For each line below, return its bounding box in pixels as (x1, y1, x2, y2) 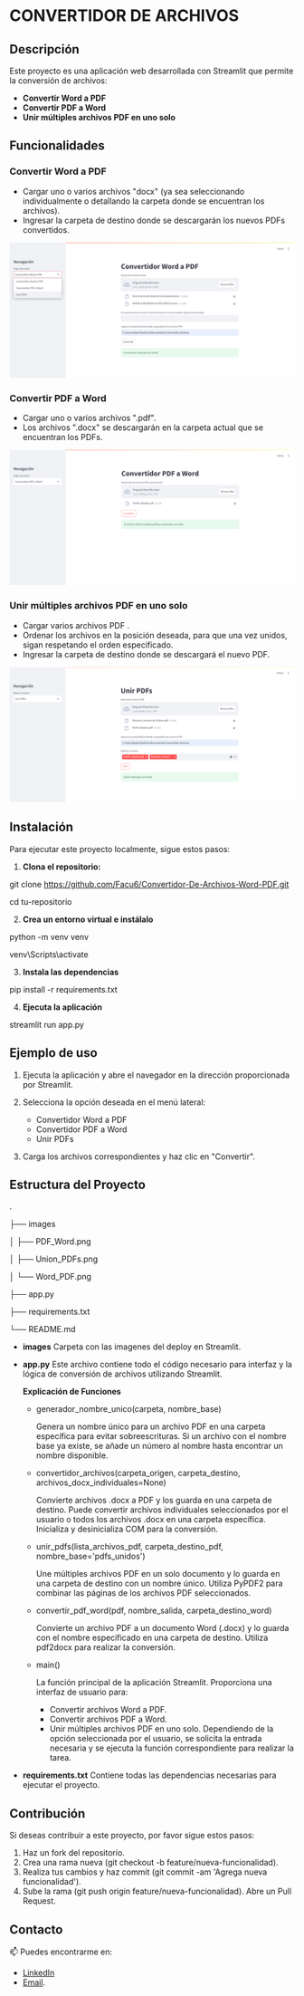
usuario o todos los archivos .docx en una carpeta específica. (35, 1514, 266, 1525)
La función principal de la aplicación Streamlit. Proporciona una (35, 1677, 273, 1688)
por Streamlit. (22, 1079, 74, 1089)
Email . (22, 1976, 46, 1988)
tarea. (49, 1752, 72, 1763)
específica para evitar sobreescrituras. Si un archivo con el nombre (35, 1431, 287, 1442)
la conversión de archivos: (9, 75, 108, 86)
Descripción (9, 42, 80, 57)
